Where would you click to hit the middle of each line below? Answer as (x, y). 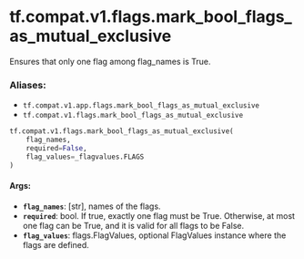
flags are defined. (56, 244)
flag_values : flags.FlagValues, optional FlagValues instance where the (154, 235)
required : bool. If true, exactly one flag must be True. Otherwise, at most (159, 215)
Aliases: (28, 85)
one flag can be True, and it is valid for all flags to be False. (133, 225)
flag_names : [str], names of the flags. (91, 206)
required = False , (57, 148)
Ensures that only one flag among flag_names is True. (110, 61)
